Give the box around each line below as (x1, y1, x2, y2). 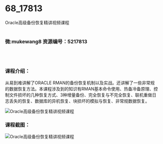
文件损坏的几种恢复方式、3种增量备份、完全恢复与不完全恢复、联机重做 (9, 92, 152, 98)
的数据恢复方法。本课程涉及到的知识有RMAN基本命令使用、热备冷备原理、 (5, 86, 154, 91)
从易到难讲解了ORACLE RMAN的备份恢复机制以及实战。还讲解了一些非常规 (5, 80, 155, 86)
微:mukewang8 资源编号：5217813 (5, 38, 87, 45)
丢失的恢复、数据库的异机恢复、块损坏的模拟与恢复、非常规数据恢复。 (9, 98, 149, 104)
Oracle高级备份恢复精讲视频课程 (5, 19, 69, 25)
